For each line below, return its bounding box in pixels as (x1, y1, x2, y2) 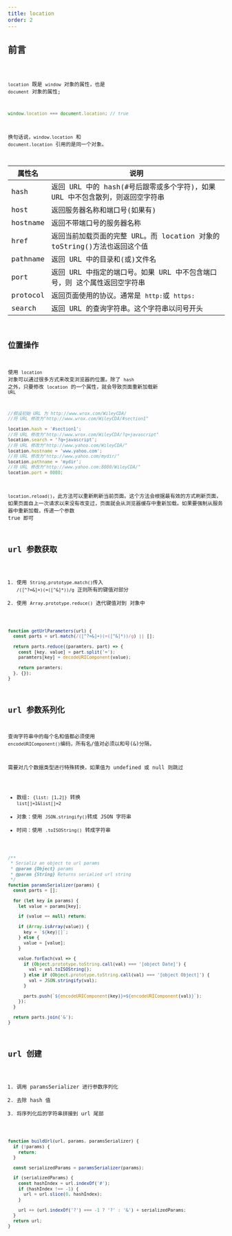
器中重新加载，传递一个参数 (8, 508, 75, 514)
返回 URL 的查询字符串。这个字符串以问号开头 (51, 305, 204, 313)
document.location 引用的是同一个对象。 (8, 141, 107, 148)
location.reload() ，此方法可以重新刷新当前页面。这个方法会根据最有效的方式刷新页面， (8, 493, 222, 500)
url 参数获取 (8, 545, 58, 554)
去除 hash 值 (17, 1097, 51, 1103)
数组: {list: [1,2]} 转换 (17, 793, 81, 801)
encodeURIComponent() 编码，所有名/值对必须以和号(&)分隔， (8, 740, 155, 748)
